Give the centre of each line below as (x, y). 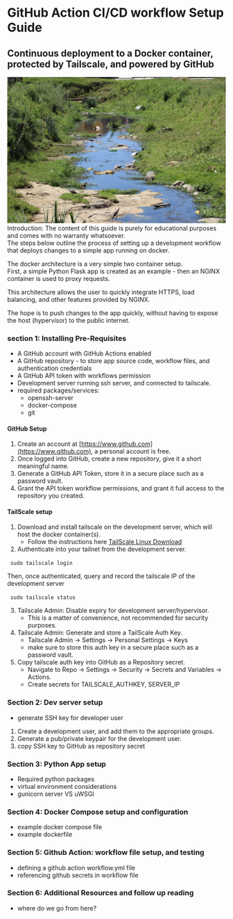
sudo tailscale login (41, 564)
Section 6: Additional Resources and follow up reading (101, 893)
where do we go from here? (57, 908)
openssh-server (51, 397)
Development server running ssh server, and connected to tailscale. (114, 383)
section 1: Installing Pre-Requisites (67, 338)
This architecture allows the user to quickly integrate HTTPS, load (101, 292)
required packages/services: (58, 390)
